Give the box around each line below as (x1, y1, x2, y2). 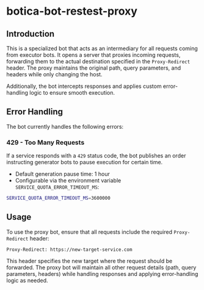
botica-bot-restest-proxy (6, 4, 137, 18)
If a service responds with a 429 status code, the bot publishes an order (6, 152, 186, 159)
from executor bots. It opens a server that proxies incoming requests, (6, 51, 181, 59)
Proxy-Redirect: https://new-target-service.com (6, 246, 133, 253)
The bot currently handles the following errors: (6, 123, 124, 130)
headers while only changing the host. (6, 71, 103, 78)
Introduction (6, 29, 55, 39)
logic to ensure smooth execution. (29, 89, 115, 96)
